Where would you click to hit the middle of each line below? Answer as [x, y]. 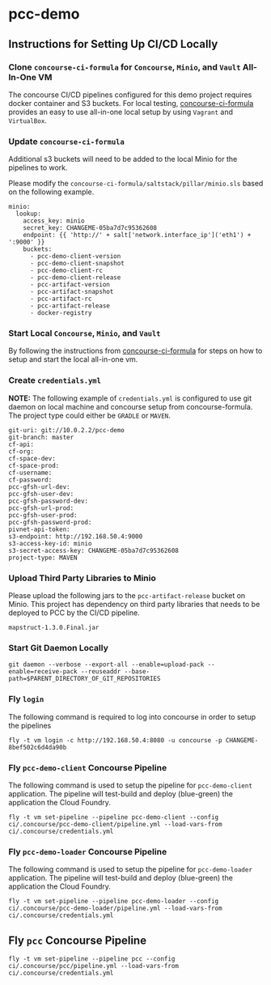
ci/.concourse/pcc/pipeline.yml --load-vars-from [94, 966]
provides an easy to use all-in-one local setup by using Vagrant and [121, 112]
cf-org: [21, 451]
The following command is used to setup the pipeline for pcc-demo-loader [131, 869]
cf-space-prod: [34, 465]
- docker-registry [61, 313]
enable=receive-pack [43, 672]
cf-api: [21, 444]
